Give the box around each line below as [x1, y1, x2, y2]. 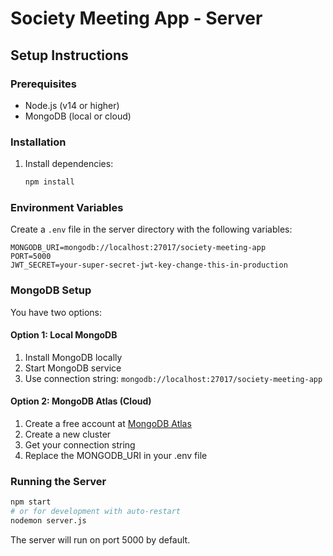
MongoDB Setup [10, 283, 92, 297]
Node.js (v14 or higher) [24, 99, 120, 111]
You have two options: [10, 306, 103, 318]
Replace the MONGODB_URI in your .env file [24, 450, 208, 462]
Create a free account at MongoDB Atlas [24, 418, 192, 430]
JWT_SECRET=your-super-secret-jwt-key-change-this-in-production [10, 260, 288, 271]
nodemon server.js [10, 516, 87, 526]
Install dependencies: [24, 158, 114, 170]
